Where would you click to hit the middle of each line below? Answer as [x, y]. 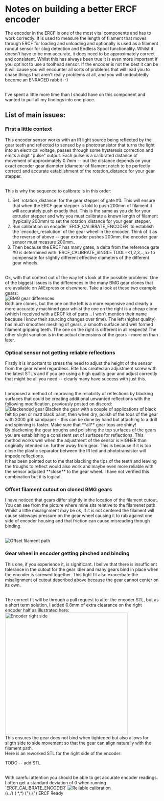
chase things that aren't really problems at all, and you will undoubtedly [77, 74]
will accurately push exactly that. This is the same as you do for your [81, 211]
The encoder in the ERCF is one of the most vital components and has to [78, 33]
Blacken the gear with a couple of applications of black [101, 409]
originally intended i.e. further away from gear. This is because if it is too [78, 445]
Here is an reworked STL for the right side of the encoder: [63, 753]
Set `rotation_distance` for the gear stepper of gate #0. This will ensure [84, 200]
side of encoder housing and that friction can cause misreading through [78, 521]
